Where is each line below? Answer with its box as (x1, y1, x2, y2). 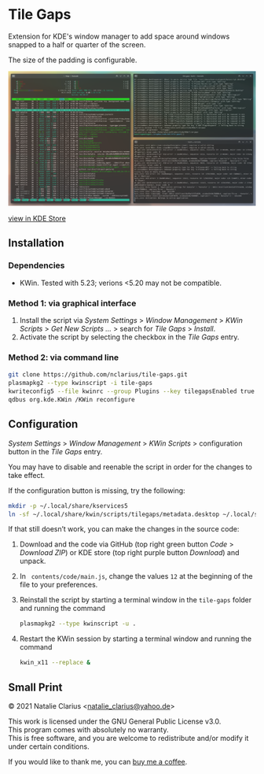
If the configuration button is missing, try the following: (8, 486, 186, 495)
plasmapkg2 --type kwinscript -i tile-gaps (8, 380, 153, 387)
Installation (8, 236, 64, 250)
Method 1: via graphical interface (8, 298, 137, 309)
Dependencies (8, 260, 65, 271)
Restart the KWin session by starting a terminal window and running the (19, 634, 252, 643)
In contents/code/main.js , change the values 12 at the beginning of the (19, 572, 253, 581)
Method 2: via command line (8, 352, 119, 363)
